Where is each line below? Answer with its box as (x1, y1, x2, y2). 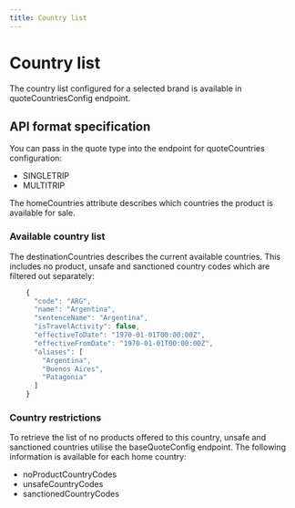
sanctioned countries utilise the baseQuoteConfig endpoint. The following (9, 441, 287, 452)
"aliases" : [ (33, 347, 84, 357)
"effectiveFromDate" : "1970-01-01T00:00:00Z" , (33, 338, 214, 347)
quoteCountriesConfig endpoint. (9, 92, 131, 103)
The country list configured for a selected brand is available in (9, 83, 243, 94)
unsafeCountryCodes (22, 479, 104, 490)
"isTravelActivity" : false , (33, 322, 141, 331)
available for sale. (9, 207, 76, 219)
